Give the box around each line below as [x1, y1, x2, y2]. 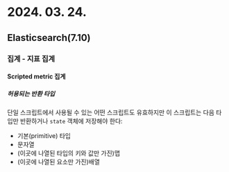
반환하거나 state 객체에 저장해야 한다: [19, 117, 123, 126]
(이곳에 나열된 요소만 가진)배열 [17, 157, 101, 166]
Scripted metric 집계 [7, 72, 66, 80]
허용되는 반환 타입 [7, 89, 56, 98]
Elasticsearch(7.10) [7, 32, 92, 44]
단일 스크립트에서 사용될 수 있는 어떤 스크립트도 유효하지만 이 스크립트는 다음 [7, 108, 215, 117]
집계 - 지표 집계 [7, 53, 56, 63]
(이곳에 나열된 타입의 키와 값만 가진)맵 [17, 149, 120, 157]
